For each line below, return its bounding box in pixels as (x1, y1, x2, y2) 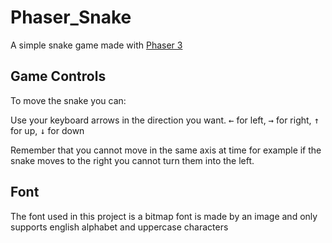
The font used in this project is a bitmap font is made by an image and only (10, 210, 318, 222)
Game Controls (10, 68, 107, 85)
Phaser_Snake (10, 6, 132, 29)
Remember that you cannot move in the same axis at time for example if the (10, 144, 322, 156)
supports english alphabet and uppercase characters (10, 221, 229, 233)
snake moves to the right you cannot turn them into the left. (10, 154, 255, 166)
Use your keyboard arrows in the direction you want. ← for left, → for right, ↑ (10, 114, 320, 126)
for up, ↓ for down (10, 124, 85, 136)
